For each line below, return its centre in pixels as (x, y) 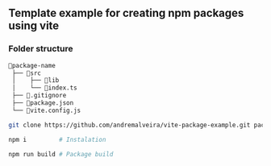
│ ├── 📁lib (35, 81)
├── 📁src (27, 73)
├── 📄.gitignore (39, 96)
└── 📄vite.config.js (46, 110)
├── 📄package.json (43, 103)
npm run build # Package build (61, 154)
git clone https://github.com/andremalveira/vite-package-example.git (129, 125)
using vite (34, 26)
